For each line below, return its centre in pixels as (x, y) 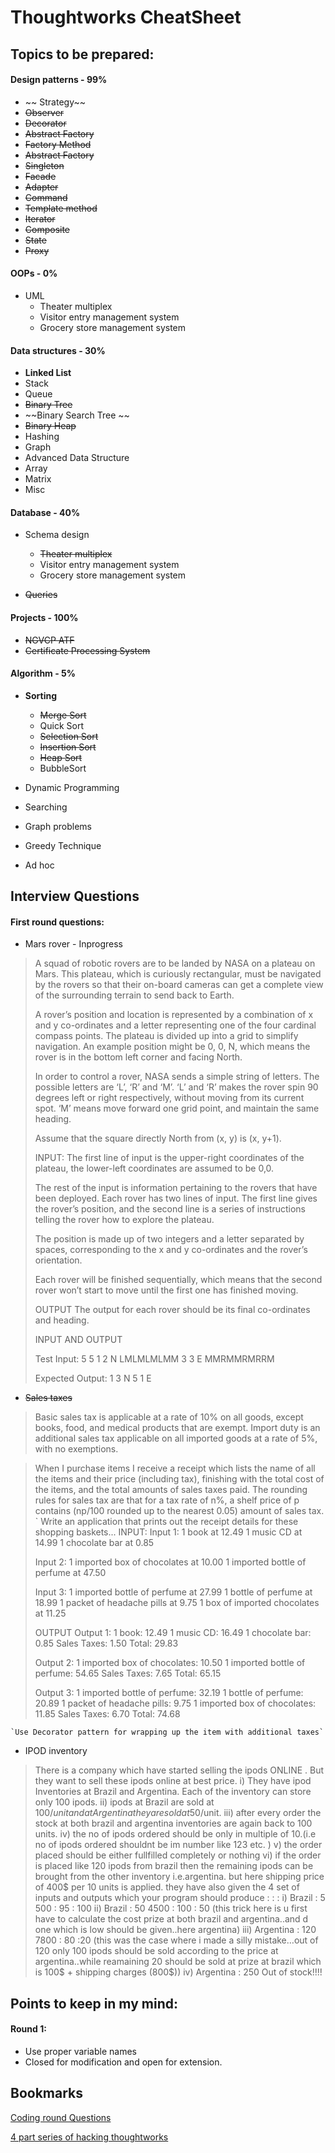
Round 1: (28, 2029)
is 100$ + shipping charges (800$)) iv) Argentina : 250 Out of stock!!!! (178, 1972)
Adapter (41, 187)
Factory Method (58, 144)
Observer (44, 112)
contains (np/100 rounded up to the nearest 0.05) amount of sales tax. (179, 1511)
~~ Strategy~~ (55, 102)
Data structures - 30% (58, 350)
